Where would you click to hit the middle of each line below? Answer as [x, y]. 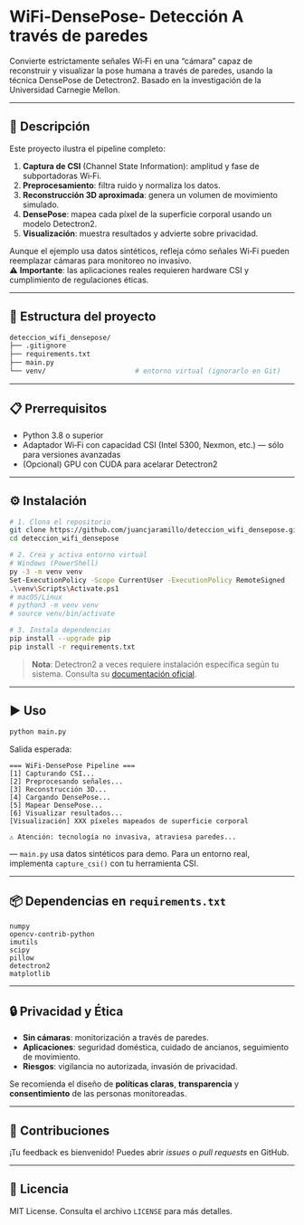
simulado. [41, 204]
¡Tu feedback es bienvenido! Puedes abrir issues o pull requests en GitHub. [149, 1152]
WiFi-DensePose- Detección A [127, 17]
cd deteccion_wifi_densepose [64, 539]
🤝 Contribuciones [60, 1130]
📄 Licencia [39, 1189]
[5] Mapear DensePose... [56, 805]
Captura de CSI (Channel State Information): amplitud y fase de [141, 166]
